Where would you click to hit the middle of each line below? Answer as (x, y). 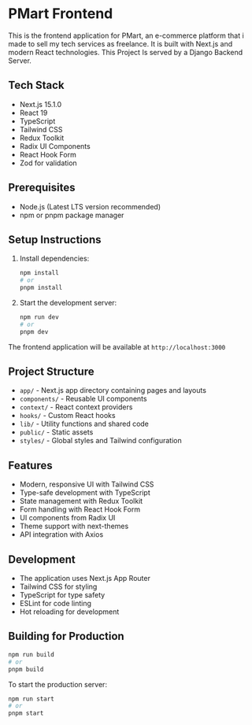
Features (30, 465)
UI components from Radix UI (67, 518)
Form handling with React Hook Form (80, 509)
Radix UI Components (55, 146)
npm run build (31, 654)
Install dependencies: (54, 259)
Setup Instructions (55, 240)
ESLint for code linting (56, 604)
